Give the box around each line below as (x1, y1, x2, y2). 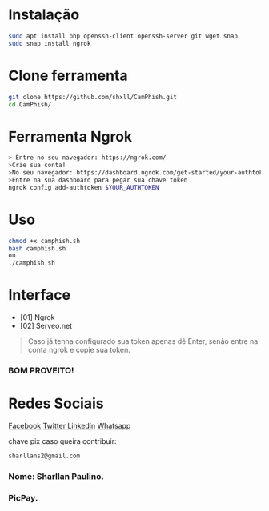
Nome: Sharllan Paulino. (8, 470, 104, 481)
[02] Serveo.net (19, 321, 73, 331)
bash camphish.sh (8, 244, 66, 253)
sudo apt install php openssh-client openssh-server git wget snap (8, 32, 239, 40)
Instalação (8, 6, 80, 24)
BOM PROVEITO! (8, 365, 74, 376)
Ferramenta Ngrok (8, 127, 133, 146)
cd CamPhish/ (8, 100, 52, 109)
